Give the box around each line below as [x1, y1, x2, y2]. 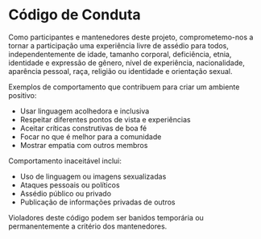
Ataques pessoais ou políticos [19, 179, 120, 190]
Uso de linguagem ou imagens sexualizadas [19, 171, 167, 181]
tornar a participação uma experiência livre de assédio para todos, [8, 40, 230, 50]
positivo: [8, 90, 37, 100]
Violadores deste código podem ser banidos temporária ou [8, 212, 204, 222]
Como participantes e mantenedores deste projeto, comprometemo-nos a [8, 32, 254, 42]
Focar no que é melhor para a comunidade [19, 131, 162, 142]
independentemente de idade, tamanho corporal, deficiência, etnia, [8, 49, 232, 59]
